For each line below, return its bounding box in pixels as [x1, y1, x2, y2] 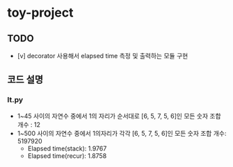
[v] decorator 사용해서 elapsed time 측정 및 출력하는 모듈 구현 [17, 52, 188, 60]
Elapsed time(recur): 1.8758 [27, 151, 107, 160]
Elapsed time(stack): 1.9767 [27, 144, 107, 152]
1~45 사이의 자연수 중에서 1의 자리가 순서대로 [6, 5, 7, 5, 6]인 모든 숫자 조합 [17, 112, 221, 120]
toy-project [7, 5, 74, 21]
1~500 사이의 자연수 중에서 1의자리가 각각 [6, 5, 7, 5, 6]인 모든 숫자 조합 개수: [17, 129, 227, 137]
